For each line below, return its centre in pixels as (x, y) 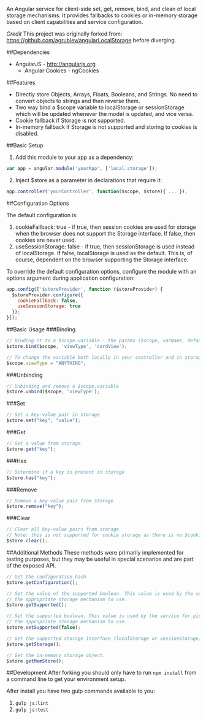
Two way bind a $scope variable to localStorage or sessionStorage (100, 107)
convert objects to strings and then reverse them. (78, 101)
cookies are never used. (46, 240)
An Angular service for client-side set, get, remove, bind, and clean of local (101, 9)
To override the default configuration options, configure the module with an (101, 271)
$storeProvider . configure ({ (48, 295)
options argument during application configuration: (71, 278)
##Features (21, 83)
